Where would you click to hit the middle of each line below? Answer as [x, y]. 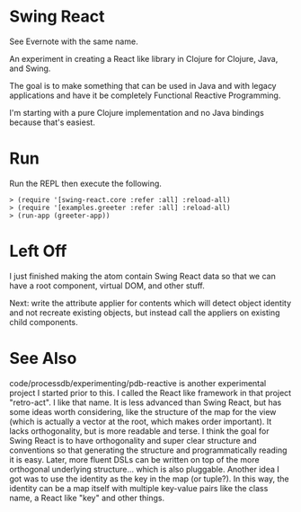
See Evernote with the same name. [74, 41]
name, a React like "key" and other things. [87, 498]
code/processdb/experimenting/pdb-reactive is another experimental [138, 383]
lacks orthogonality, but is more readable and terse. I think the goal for [139, 431]
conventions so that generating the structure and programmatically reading [148, 450]
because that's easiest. [53, 122]
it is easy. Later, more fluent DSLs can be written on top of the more [134, 459]
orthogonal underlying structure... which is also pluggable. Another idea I [145, 469]
